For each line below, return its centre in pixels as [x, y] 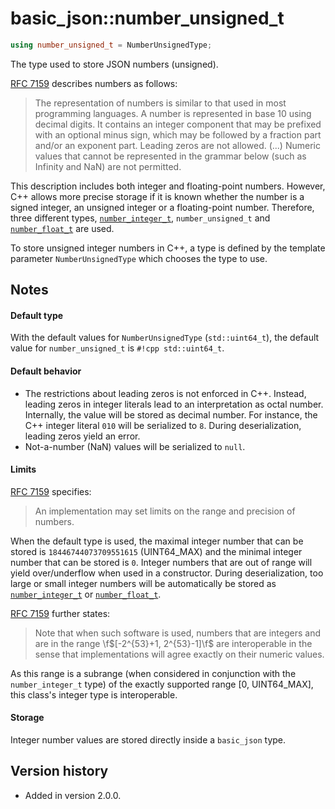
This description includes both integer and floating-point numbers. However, [168, 186]
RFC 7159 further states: [60, 613]
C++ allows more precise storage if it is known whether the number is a [157, 196]
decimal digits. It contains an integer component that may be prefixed [178, 124]
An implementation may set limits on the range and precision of [165, 511]
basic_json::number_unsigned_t [147, 18]
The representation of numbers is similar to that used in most [160, 103]
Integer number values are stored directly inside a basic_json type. [148, 740]
